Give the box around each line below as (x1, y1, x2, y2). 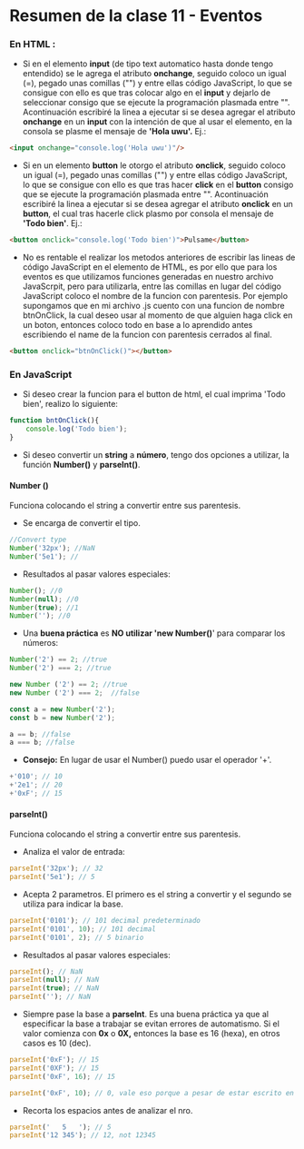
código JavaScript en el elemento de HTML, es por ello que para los (22, 262, 278, 272)
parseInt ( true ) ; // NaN (9, 984, 100, 993)
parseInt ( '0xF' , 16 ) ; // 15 (9, 1072, 116, 1081)
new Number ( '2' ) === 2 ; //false (9, 688, 141, 698)
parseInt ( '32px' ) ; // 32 (9, 864, 103, 873)
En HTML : (9, 38, 56, 51)
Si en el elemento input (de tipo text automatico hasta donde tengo (22, 58, 274, 69)
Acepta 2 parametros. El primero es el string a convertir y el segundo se (22, 888, 292, 899)
